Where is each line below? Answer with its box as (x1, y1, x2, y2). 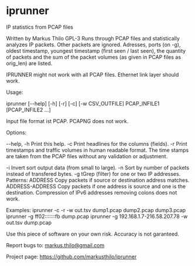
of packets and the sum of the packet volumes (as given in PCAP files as (6, 53, 182, 60)
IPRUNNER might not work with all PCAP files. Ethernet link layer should (6, 71, 179, 78)
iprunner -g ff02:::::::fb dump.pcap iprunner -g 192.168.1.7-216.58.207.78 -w (6, 213, 188, 220)
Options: (6, 129, 27, 136)
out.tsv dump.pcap (6, 219, 52, 226)
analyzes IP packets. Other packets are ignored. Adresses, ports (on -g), (6, 41, 181, 48)
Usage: (6, 88, 23, 96)
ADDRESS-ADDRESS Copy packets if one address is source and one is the (6, 183, 186, 190)
